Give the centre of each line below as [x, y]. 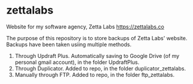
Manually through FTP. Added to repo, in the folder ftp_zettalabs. [95, 75]
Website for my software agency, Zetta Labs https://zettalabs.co [85, 27]
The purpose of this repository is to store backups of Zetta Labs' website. [97, 38]
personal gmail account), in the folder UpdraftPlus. [77, 62]
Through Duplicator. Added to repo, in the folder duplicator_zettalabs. [100, 68]
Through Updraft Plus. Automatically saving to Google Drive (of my [97, 56]
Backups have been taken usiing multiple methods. [69, 44]
